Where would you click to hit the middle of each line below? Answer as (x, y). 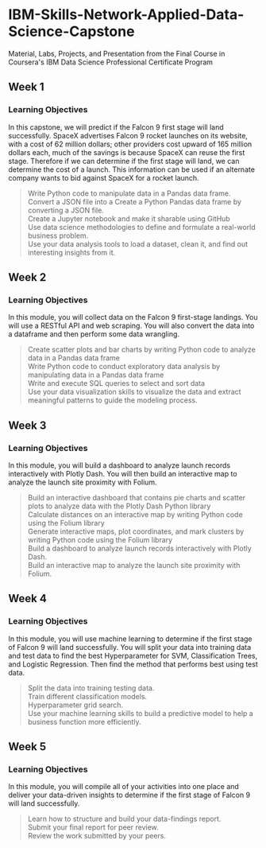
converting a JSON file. (66, 210)
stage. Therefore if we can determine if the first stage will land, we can (124, 161)
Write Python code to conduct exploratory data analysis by (124, 367)
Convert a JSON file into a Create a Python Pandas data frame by (135, 201)
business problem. (58, 235)
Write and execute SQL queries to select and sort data (116, 383)
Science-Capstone (71, 31)
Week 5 (27, 747)
